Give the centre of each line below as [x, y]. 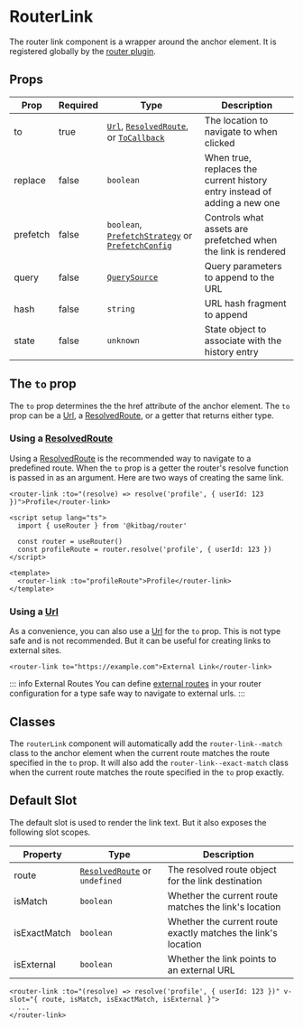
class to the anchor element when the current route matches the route [140, 752]
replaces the [231, 169]
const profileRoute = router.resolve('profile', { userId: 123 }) [145, 549]
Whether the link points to [222, 958]
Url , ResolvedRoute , [148, 126]
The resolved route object [222, 869]
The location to [236, 120]
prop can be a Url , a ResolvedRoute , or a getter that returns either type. [142, 415]
